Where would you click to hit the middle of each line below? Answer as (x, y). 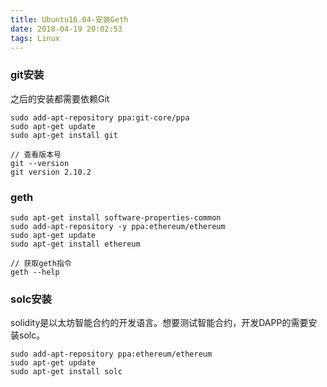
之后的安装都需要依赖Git (60, 98)
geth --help (35, 272)
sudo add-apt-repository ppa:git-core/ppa (100, 117)
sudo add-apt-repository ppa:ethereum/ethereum (111, 354)
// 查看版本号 (36, 154)
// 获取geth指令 (41, 263)
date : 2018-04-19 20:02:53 (66, 29)
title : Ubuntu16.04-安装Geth (69, 19)
